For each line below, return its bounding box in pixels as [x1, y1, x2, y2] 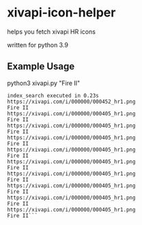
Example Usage [7, 60, 75, 73]
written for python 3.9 [7, 40, 68, 49]
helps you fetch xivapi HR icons [7, 27, 96, 36]
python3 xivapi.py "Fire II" [7, 79, 81, 87]
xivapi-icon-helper [7, 5, 116, 21]
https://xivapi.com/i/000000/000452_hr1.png [7, 98, 136, 105]
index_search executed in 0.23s [7, 92, 99, 99]
